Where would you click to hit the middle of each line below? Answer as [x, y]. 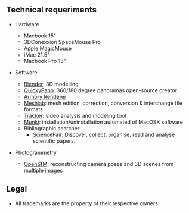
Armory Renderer [45, 96]
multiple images [43, 170]
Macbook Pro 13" [45, 61]
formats [33, 109]
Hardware [27, 24]
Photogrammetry [35, 152]
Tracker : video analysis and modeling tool [75, 115]
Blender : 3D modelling [51, 84]
